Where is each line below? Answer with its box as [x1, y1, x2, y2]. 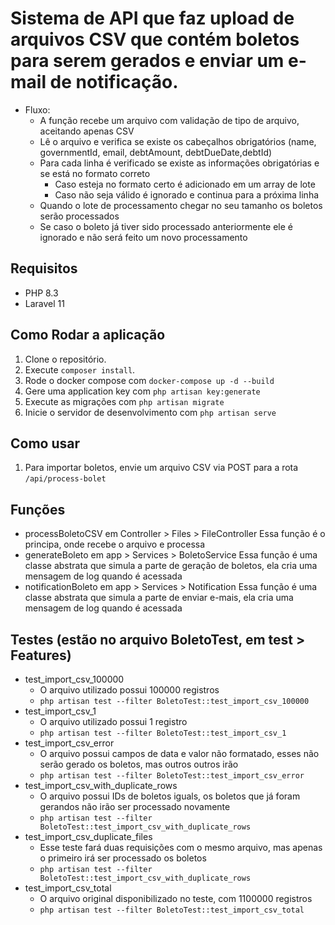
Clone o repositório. [24, 353, 107, 365]
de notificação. [49, 71, 179, 94]
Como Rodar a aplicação [10, 327, 166, 344]
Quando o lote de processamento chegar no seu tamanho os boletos [39, 199, 323, 211]
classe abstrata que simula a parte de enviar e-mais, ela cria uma [24, 592, 294, 604]
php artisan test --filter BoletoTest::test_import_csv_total [39, 905, 305, 915]
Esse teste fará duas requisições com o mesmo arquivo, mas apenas [39, 842, 323, 853]
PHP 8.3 [24, 287, 59, 299]
